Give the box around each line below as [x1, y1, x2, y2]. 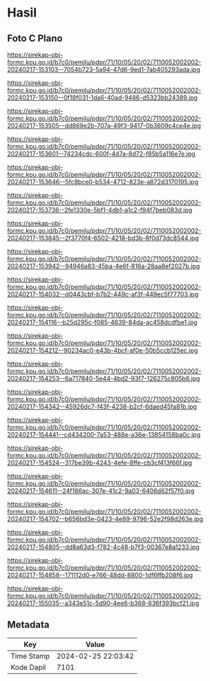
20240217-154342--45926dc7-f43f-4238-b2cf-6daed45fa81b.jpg [7, 402, 197, 411]
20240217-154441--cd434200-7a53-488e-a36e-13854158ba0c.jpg [7, 431, 201, 438]
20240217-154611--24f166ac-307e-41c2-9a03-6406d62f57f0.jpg [7, 487, 195, 495]
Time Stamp [10, 651, 50, 661]
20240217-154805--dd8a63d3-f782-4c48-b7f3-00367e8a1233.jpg [7, 543, 200, 551]
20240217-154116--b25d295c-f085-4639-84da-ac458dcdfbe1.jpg [7, 318, 198, 326]
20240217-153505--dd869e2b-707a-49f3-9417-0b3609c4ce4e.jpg [7, 122, 202, 129]
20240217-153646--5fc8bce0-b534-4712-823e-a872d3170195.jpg [7, 178, 199, 186]
